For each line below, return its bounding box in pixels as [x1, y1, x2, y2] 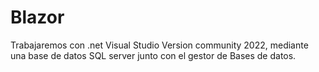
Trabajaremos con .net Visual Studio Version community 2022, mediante [10, 39, 309, 51]
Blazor [10, 6, 65, 29]
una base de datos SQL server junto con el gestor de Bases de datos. [10, 49, 297, 61]
